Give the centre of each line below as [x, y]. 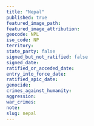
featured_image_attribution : [43, 29]
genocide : [19, 85]
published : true [27, 18]
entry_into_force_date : [36, 74]
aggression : [21, 96]
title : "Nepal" [25, 12]
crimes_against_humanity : [39, 91]
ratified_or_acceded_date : [40, 68]
